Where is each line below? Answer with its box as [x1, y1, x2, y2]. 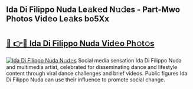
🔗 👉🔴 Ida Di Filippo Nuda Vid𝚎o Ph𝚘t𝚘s [6, 38, 155, 48]
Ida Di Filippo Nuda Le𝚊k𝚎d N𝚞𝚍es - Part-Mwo [6, 5, 181, 15]
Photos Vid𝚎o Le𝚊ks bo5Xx [6, 14, 109, 24]
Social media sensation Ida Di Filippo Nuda [77, 57, 182, 64]
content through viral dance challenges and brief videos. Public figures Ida [6, 70, 188, 77]
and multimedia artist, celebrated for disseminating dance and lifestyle [6, 64, 178, 70]
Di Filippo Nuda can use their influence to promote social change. [6, 76, 165, 83]
